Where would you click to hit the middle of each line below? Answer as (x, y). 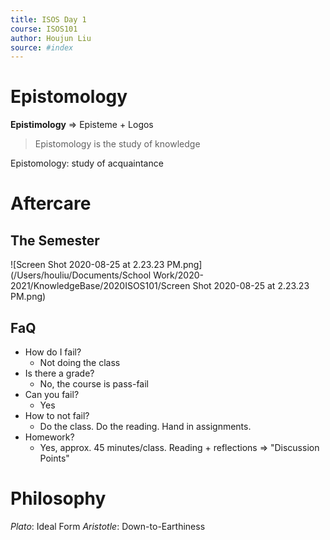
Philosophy (58, 498)
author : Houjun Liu (51, 38)
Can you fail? (52, 394)
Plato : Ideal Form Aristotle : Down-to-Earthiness (108, 526)
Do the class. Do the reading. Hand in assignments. (145, 426)
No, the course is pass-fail (94, 384)
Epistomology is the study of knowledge (117, 144)
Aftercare (51, 203)
